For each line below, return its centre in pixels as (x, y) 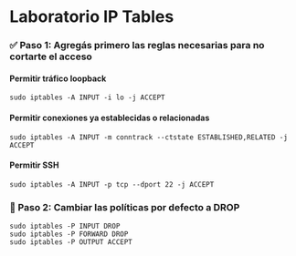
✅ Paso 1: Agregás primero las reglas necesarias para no (137, 46)
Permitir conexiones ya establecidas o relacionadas (110, 118)
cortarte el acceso (51, 56)
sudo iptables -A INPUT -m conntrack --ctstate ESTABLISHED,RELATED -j (148, 137)
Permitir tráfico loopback (58, 78)
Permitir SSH (34, 165)
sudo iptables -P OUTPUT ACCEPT (71, 242)
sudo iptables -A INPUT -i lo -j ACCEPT (88, 97)
